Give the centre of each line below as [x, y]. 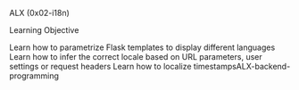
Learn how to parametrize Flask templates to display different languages [142, 47]
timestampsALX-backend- [242, 66]
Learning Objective [44, 30]
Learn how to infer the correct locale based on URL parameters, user [136, 57]
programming [34, 76]
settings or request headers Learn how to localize [100, 66]
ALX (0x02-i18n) [39, 13]
